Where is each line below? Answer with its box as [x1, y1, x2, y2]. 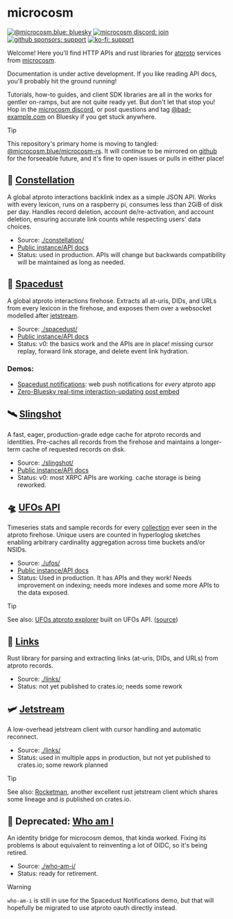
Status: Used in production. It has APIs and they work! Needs [17, 574, 192, 582]
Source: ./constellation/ [17, 235, 85, 244]
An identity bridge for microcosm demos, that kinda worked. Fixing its [7, 834, 207, 842]
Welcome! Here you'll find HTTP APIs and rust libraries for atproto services [7, 49, 222, 57]
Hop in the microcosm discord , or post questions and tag [7, 105, 170, 113]
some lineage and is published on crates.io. [7, 795, 132, 804]
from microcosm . [7, 56, 57, 64]
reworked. [17, 481, 46, 489]
